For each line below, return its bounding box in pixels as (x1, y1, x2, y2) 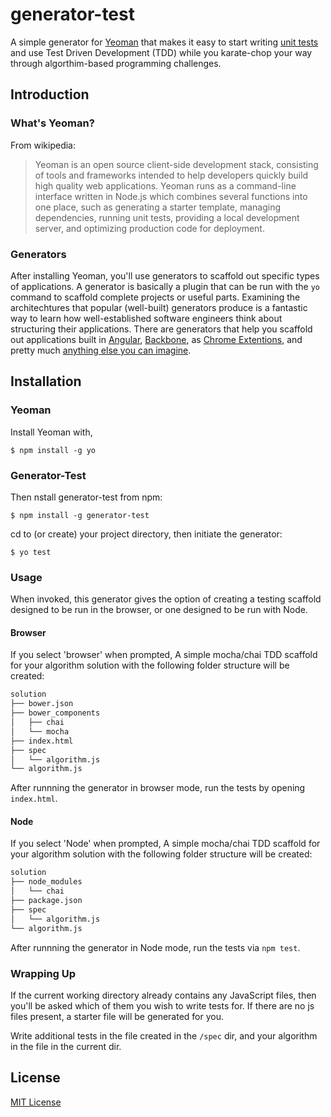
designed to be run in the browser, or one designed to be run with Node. (10, 604, 308, 616)
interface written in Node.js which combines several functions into (34, 190, 308, 202)
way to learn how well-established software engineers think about (10, 312, 283, 324)
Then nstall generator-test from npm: (10, 491, 163, 503)
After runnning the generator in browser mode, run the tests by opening (10, 782, 306, 794)
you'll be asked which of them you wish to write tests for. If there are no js (10, 999, 315, 1012)
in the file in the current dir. (10, 1040, 122, 1052)
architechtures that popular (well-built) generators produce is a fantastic (10, 301, 308, 313)
